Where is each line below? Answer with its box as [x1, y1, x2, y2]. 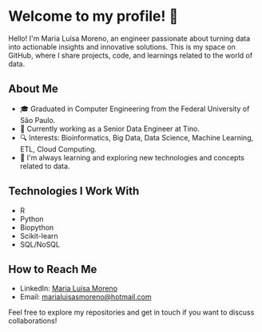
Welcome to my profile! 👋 [8, 7, 179, 26]
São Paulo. [19, 115, 56, 125]
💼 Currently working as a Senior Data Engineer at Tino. [19, 124, 200, 133]
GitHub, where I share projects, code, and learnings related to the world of [8, 50, 253, 60]
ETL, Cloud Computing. [19, 144, 97, 154]
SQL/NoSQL [19, 239, 60, 249]
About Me [8, 82, 58, 96]
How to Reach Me [8, 263, 97, 276]
